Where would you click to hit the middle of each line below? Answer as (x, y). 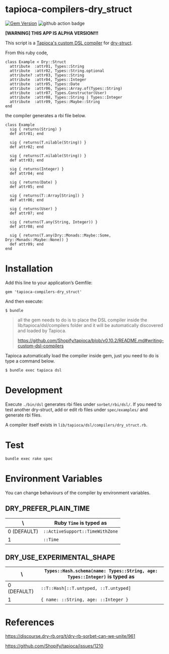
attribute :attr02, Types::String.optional (57, 71)
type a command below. (30, 361)
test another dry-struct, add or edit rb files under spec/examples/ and (77, 409)
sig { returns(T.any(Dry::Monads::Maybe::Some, (61, 235)
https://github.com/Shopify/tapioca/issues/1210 (54, 646)
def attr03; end (27, 160)
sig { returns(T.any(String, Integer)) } (54, 222)
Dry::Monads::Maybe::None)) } (37, 240)
